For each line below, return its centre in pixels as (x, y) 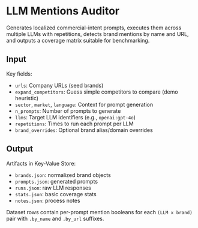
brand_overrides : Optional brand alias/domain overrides (84, 130)
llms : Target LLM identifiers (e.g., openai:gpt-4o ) (75, 117)
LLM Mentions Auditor (63, 11)
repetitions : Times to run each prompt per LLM (74, 124)
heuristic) (27, 98)
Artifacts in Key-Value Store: (41, 163)
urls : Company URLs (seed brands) (59, 85)
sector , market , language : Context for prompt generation (84, 104)
